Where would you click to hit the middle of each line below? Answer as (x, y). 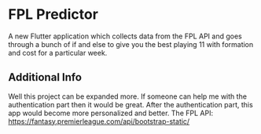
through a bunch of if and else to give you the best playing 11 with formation (131, 44)
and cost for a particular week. (58, 53)
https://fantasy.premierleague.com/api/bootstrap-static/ (99, 121)
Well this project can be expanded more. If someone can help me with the (128, 96)
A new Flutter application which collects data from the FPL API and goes (125, 36)
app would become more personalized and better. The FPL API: (111, 113)
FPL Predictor (53, 14)
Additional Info (45, 77)
